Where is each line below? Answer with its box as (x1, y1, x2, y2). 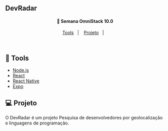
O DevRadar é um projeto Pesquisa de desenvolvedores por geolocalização (5, 115, 163, 121)
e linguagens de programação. (5, 120, 69, 126)
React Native (12, 78, 39, 84)
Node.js (12, 67, 29, 73)
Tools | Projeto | (62, 29, 104, 35)
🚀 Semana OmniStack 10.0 (56, 18, 114, 24)
